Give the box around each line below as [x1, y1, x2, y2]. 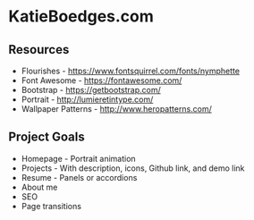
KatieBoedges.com [8, 6, 154, 27]
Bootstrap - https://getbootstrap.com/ [21, 85, 162, 95]
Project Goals [8, 130, 86, 145]
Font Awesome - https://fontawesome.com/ [21, 75, 182, 86]
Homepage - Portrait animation [21, 153, 136, 164]
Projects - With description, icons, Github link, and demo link [21, 163, 245, 173]
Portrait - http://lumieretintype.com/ [21, 94, 154, 105]
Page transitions [21, 200, 82, 211]
